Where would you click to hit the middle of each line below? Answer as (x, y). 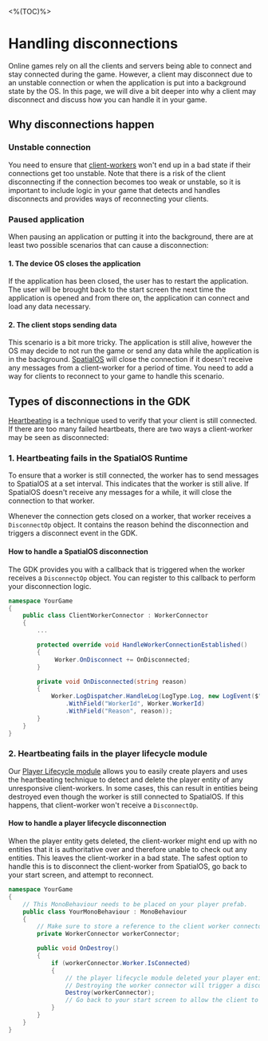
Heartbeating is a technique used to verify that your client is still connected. (133, 421)
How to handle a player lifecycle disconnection (87, 823)
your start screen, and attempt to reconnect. (81, 875)
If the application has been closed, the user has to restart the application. (128, 281)
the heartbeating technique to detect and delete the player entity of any (126, 780)
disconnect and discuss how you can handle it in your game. (108, 100)
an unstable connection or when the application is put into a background (127, 82)
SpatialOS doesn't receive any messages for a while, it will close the (120, 493)
